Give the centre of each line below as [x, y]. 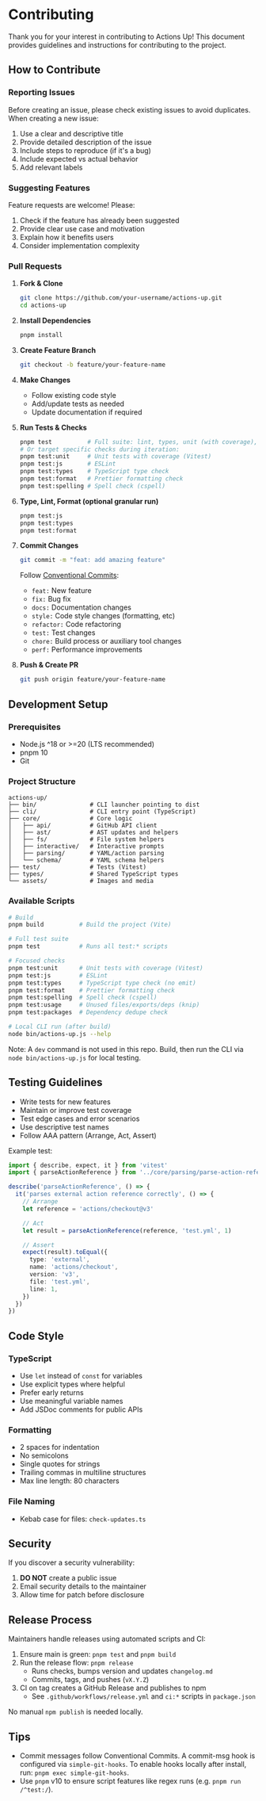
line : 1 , [44, 1289]
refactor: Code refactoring [76, 625]
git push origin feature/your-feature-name [93, 679]
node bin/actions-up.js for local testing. [74, 1057]
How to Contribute [55, 70]
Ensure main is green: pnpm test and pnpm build [98, 1654]
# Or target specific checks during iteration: [99, 449]
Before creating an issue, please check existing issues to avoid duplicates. [129, 109]
